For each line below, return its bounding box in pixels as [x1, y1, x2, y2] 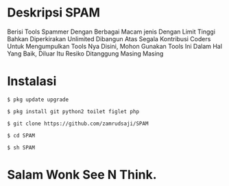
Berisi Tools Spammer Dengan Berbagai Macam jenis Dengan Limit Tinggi [7, 27, 216, 36]
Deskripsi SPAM [7, 5, 101, 21]
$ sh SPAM [7, 144, 36, 151]
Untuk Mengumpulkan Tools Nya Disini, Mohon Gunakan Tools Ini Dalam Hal [7, 42, 223, 50]
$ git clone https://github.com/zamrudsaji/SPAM [7, 120, 149, 127]
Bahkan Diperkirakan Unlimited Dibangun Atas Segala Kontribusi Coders [7, 34, 211, 43]
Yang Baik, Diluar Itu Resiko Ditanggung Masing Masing [7, 49, 164, 58]
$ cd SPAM [7, 132, 36, 139]
